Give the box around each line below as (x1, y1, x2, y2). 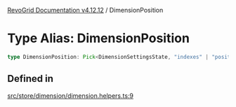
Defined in (7, 73, 54, 85)
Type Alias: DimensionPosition (7, 31, 190, 46)
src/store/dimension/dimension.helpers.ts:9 (7, 91, 134, 100)
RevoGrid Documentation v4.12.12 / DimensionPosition (7, 6, 164, 14)
